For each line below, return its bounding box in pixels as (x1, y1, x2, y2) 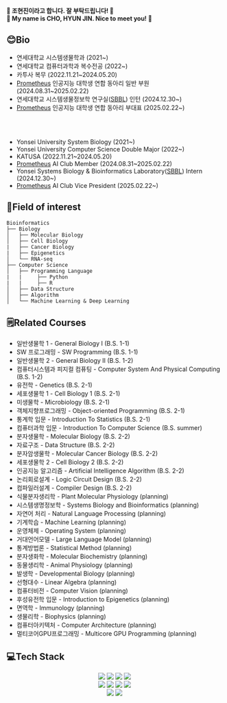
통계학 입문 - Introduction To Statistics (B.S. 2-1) (16, 415, 151, 424)
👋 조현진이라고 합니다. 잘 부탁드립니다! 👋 (6, 7, 115, 14)
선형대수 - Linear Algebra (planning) (16, 578, 117, 586)
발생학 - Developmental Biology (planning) (16, 569, 135, 578)
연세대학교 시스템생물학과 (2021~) (16, 53, 109, 61)
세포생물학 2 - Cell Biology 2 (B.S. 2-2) (16, 458, 124, 466)
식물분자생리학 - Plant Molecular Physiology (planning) (16, 492, 169, 501)
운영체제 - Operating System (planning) (16, 527, 126, 535)
